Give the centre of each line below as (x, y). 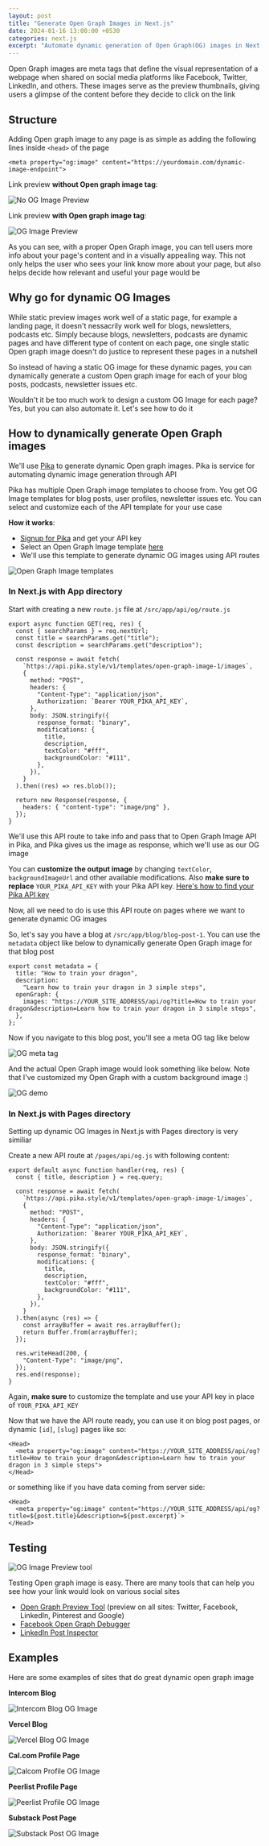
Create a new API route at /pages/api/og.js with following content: (119, 1156)
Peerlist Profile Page (43, 1786)
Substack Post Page (43, 1818)
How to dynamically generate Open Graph (115, 434)
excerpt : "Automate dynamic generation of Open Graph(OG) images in (125, 46)
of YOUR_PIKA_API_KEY (43, 1405)
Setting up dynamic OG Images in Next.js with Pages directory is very (123, 1132)
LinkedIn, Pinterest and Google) (72, 1615)
